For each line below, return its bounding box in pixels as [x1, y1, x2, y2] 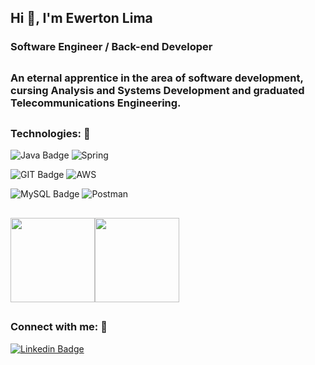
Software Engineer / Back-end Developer [10, 40, 213, 54]
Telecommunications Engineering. [10, 96, 182, 110]
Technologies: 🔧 [10, 127, 91, 141]
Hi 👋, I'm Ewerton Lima [10, 10, 153, 27]
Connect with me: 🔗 [10, 320, 108, 334]
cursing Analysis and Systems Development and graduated [10, 83, 305, 97]
